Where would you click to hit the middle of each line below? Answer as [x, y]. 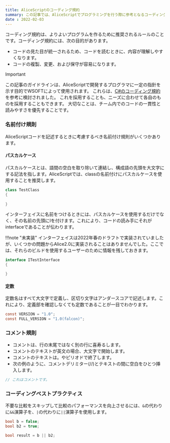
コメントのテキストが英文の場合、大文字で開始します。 [70, 351]
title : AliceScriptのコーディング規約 [42, 10]
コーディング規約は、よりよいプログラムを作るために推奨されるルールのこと [85, 34]
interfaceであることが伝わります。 [41, 227]
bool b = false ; [22, 422]
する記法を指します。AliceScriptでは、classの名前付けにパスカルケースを [81, 174]
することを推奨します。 [34, 180]
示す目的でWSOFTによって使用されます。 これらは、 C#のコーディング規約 [83, 91]
